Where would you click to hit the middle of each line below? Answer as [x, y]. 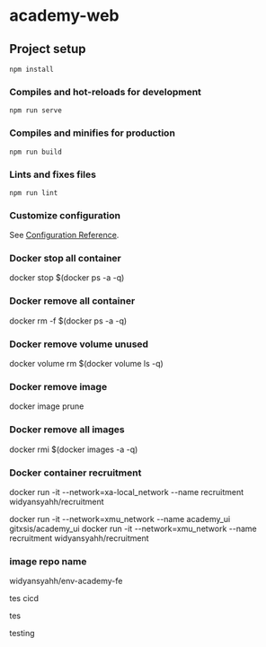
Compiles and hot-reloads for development [106, 92]
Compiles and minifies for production [92, 133]
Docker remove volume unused [79, 344]
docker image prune [47, 406]
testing [22, 634]
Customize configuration [65, 215]
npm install [31, 69]
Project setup [48, 49]
